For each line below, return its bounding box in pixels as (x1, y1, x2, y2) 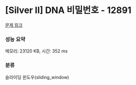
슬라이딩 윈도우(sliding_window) (5, 74, 69, 80)
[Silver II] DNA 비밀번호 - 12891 (5, 4, 132, 16)
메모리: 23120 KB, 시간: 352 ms (5, 48, 68, 54)
